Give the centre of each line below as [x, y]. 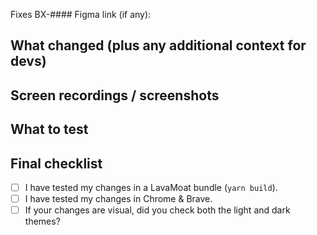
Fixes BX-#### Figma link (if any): [81, 14]
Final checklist [56, 163]
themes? [42, 221]
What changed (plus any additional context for [158, 45]
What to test [49, 129]
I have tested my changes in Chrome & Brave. [118, 199]
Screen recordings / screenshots [115, 95]
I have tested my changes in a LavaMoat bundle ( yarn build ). [151, 187]
